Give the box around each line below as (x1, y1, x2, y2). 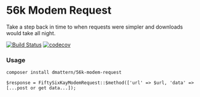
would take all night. (6, 29, 56, 36)
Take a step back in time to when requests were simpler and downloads (6, 23, 183, 30)
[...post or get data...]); (6, 85, 77, 91)
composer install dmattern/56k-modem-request (6, 70, 122, 76)
